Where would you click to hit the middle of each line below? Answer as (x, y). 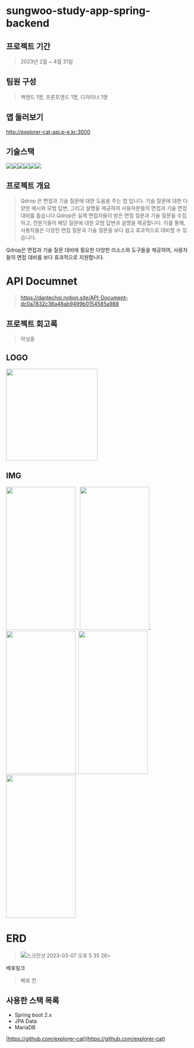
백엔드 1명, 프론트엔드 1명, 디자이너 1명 (64, 97)
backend (28, 23)
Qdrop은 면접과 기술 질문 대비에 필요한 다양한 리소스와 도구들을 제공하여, (89, 250)
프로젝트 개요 (28, 186)
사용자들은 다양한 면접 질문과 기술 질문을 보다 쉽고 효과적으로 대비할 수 (101, 230)
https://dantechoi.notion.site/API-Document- (74, 298)
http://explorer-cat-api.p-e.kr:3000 (48, 132)
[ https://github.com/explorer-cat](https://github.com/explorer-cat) (86, 1039)
